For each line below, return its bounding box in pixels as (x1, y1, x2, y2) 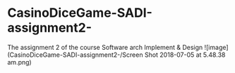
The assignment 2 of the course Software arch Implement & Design (7, 43, 203, 51)
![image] (204, 43, 229, 51)
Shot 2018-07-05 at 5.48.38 (144, 51, 226, 59)
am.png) (7, 58, 32, 66)
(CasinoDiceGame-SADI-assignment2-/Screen (7, 51, 143, 59)
